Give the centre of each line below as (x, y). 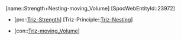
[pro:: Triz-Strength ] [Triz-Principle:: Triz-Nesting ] (73, 19)
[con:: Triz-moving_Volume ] (47, 31)
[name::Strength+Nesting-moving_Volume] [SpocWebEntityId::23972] (90, 8)
